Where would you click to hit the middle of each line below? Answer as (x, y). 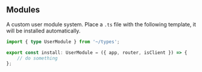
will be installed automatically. (43, 31)
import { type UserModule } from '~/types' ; (63, 41)
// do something (38, 58)
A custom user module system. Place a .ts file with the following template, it (101, 24)
